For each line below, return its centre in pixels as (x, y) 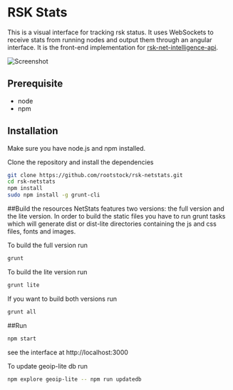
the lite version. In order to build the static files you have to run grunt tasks (116, 216)
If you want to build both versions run (62, 299)
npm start (22, 339)
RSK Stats (37, 12)
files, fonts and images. (42, 231)
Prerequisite (35, 84)
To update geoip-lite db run (47, 366)
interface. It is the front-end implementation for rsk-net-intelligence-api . (113, 47)
